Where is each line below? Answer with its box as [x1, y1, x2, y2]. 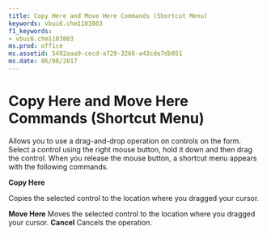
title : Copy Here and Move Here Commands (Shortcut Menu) [8, 11, 208, 20]
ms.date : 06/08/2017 [8, 58, 78, 66]
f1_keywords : [8, 27, 53, 35]
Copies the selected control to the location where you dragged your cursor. [8, 193, 260, 203]
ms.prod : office [8, 42, 63, 50]
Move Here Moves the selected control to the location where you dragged [8, 208, 256, 219]
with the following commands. [8, 161, 109, 171]
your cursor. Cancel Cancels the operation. [8, 217, 152, 227]
